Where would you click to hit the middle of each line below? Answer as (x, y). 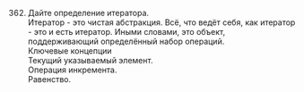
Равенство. (49, 79)
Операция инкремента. (72, 70)
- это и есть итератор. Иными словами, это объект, (126, 32)
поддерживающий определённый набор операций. (126, 41)
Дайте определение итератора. (88, 13)
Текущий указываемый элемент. (90, 60)
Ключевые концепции (69, 51)
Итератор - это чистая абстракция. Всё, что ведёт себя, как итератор (161, 22)
